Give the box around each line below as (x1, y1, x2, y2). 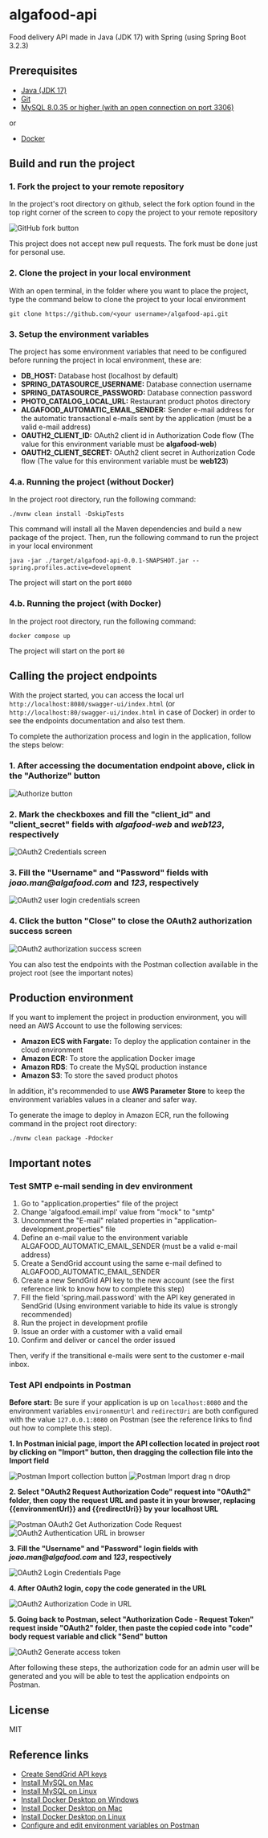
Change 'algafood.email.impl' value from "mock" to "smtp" (20, 1207, 216, 1217)
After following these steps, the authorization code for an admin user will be (9, 1663, 260, 1672)
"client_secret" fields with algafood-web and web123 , (9, 818, 225, 829)
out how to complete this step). (9, 1423, 112, 1433)
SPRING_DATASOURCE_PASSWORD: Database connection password (20, 388, 253, 398)
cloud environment (20, 1045, 83, 1054)
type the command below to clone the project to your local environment (9, 294, 246, 304)
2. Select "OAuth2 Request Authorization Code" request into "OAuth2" (9, 1487, 251, 1496)
